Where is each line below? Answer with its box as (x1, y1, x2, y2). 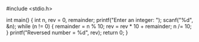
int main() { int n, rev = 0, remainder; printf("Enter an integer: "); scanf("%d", (6, 17, 194, 23)
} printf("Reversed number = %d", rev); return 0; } (6, 29, 128, 36)
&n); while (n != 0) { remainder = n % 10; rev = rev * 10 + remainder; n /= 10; (6, 23, 192, 30)
